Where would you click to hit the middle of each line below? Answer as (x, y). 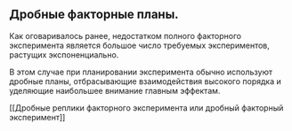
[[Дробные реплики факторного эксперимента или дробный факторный (146, 108)
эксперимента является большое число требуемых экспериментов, (139, 45)
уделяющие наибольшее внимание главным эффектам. (115, 90)
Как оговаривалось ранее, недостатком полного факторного (126, 35)
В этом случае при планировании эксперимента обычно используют (141, 72)
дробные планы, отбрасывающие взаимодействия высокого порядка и (146, 81)
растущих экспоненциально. (64, 54)
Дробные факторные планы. (94, 15)
